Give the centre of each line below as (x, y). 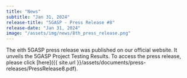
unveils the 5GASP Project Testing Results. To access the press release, (94, 56)
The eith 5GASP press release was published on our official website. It (92, 50)
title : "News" (24, 11)
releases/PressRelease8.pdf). (42, 69)
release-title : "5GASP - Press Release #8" (61, 22)
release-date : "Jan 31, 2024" (43, 28)
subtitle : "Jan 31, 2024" (38, 17)
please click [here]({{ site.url (41, 63)
